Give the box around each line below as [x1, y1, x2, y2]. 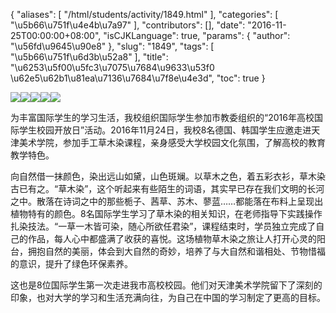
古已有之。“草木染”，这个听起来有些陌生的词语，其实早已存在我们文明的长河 [10, 183, 325, 194]
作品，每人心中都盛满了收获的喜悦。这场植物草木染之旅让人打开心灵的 [27, 233, 317, 244]
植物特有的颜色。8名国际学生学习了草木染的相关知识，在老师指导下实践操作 [10, 208, 323, 219]
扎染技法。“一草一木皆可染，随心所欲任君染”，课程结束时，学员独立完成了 [10, 220, 317, 232]
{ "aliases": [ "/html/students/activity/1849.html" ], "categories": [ [10, 9, 279, 20]
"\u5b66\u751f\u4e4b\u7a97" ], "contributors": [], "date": [10, 19, 246, 31]
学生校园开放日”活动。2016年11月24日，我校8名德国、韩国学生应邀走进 [18, 124, 312, 136]
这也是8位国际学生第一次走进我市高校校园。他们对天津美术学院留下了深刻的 [10, 279, 323, 291]
